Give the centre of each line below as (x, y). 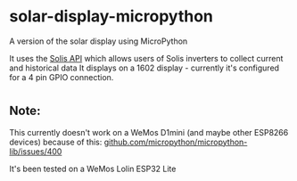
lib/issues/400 (36, 151)
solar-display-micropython (111, 16)
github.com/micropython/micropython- (176, 142)
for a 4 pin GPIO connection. (62, 77)
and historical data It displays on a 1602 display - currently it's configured (144, 68)
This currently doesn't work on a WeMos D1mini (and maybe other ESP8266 (149, 132)
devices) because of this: (56, 142)
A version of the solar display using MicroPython (99, 41)
